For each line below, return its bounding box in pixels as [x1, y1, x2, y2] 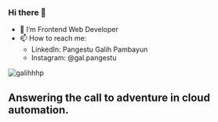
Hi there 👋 [8, 7, 47, 18]
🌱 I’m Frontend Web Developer [19, 25, 119, 34]
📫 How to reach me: [19, 34, 87, 43]
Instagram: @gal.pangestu [31, 53, 117, 63]
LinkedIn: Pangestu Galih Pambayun [31, 45, 148, 54]
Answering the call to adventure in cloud [8, 91, 210, 104]
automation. [8, 103, 69, 117]
